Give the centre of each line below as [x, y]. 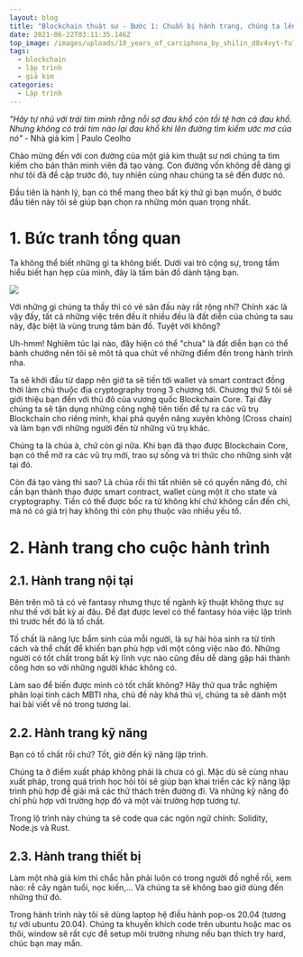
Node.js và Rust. [40, 828]
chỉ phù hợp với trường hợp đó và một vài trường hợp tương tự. [125, 801]
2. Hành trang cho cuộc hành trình [140, 548]
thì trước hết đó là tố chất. [57, 621]
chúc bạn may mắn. [46, 943]
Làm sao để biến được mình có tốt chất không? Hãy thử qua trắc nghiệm [143, 686]
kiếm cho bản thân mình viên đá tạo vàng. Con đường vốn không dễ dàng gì [150, 165]
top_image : [30, 43]
